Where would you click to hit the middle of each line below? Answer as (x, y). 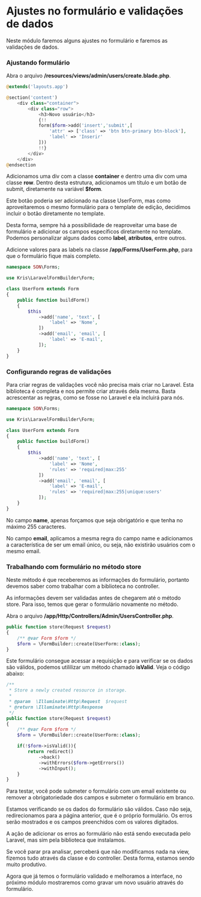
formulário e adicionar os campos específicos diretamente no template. (94, 232)
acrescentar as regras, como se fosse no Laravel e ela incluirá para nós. (95, 397)
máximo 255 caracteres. (36, 527)
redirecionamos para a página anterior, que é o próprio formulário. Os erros (99, 816)
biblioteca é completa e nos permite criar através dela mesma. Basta (91, 391)
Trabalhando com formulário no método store (74, 566)
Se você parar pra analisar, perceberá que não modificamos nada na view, (98, 852)
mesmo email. (23, 551)
